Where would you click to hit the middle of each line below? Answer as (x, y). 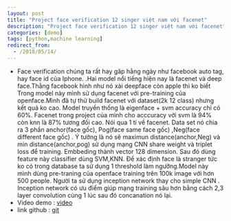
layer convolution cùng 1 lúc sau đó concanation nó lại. (95, 195)
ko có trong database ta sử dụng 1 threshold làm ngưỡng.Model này (113, 166)
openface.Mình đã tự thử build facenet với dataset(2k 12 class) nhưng (115, 100)
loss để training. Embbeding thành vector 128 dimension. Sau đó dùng (116, 151)
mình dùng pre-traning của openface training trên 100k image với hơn (115, 173)
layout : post (26, 13)
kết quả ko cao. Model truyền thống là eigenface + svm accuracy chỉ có (119, 108)
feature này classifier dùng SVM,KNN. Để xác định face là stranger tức (117, 159)
